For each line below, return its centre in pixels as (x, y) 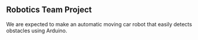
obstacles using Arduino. (37, 30)
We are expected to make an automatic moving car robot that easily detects (99, 24)
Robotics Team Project (49, 10)
